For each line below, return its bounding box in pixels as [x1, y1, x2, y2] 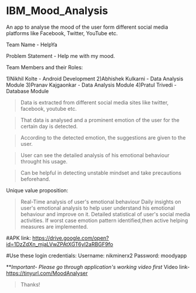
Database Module [6, 87, 49, 94]
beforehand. [20, 175, 50, 182]
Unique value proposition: [6, 186, 69, 194]
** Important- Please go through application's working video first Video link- [6, 263, 190, 270]
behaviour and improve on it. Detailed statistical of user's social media [20, 210, 191, 217]
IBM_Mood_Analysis [6, 4, 109, 18]
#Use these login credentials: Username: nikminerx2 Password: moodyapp [6, 252, 187, 259]
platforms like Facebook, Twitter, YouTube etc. [6, 29, 119, 36]
